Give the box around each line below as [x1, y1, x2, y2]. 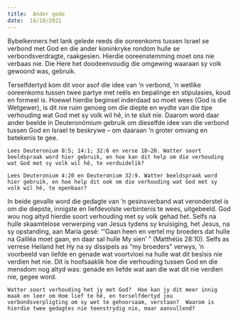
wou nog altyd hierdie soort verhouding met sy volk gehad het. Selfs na [7, 212, 217, 220]
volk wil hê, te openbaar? [7, 184, 87, 192]
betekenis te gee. [7, 133, 58, 142]
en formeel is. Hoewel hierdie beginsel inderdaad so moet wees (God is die [7, 95, 227, 104]
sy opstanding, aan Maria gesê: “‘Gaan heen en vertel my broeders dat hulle [7, 227, 230, 235]
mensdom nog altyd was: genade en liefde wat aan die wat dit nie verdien [7, 264, 223, 274]
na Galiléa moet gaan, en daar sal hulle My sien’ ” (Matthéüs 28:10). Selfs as [7, 234, 229, 243]
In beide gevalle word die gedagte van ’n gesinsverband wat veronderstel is [7, 197, 229, 205]
